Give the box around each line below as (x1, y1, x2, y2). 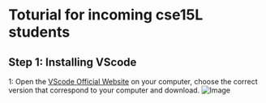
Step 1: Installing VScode (8, 55, 137, 69)
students (8, 23, 71, 41)
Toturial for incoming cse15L (8, 6, 204, 24)
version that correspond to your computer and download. (8, 85, 200, 95)
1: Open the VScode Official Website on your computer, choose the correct (8, 77, 258, 86)
